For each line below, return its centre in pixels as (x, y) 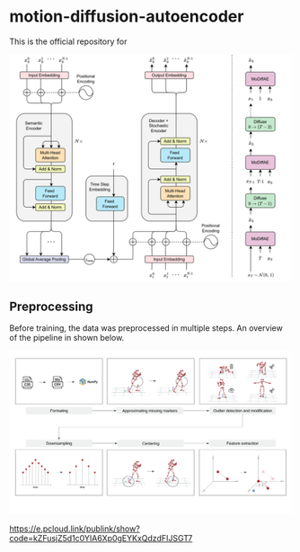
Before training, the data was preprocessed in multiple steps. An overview (146, 328)
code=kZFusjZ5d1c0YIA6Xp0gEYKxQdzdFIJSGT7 (101, 539)
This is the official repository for (68, 41)
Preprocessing (51, 306)
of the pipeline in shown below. (67, 338)
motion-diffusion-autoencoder (127, 17)
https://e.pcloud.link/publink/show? (75, 529)
